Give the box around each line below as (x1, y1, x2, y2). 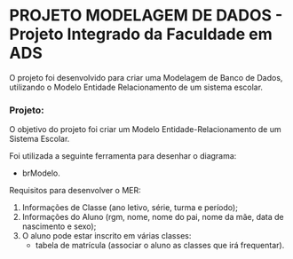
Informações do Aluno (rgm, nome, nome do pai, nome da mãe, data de (21, 212, 284, 223)
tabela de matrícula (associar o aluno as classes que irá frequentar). (35, 240, 285, 251)
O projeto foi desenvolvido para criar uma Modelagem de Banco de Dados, (9, 72, 283, 82)
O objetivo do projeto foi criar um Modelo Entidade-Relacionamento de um (9, 124, 281, 135)
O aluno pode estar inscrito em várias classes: (21, 231, 192, 241)
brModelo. (21, 168, 60, 178)
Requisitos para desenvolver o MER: (9, 185, 141, 196)
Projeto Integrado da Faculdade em (9, 24, 273, 44)
